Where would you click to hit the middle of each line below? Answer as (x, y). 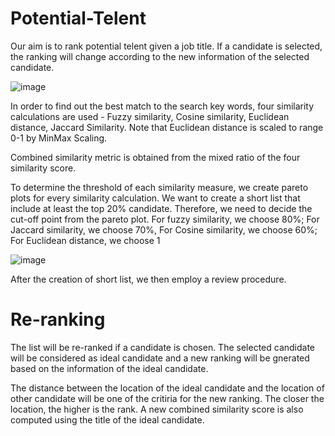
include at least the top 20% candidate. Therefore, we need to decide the (161, 208)
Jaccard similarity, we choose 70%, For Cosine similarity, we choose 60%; (164, 229)
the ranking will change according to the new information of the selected (160, 56)
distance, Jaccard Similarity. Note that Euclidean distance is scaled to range (167, 127)
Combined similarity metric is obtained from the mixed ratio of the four (155, 157)
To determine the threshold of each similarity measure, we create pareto (159, 187)
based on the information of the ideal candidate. (109, 368)
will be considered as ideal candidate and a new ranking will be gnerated (160, 358)
